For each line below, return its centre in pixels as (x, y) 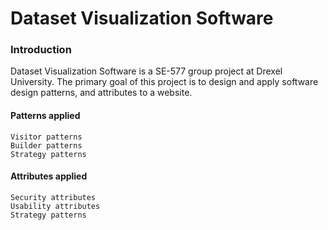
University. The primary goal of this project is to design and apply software (164, 82)
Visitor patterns (46, 137)
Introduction (41, 50)
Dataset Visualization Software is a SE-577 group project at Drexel (146, 71)
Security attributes (53, 197)
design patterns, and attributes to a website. (101, 93)
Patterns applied (45, 116)
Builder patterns (46, 145)
